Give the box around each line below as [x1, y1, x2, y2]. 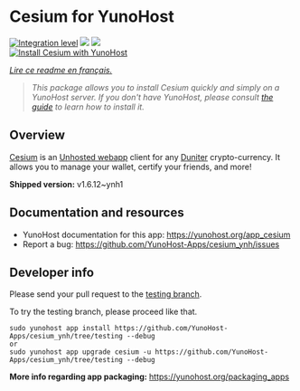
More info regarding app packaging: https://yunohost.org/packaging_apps [9, 371, 290, 382]
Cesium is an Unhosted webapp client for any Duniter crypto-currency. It [9, 151, 280, 162]
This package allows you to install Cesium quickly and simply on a [31, 81, 280, 92]
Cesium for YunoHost [9, 6, 174, 27]
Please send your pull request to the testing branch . [9, 289, 202, 300]
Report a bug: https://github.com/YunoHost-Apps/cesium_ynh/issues [22, 238, 280, 250]
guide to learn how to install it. [31, 101, 145, 112]
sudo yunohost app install [9, 324, 111, 333]
